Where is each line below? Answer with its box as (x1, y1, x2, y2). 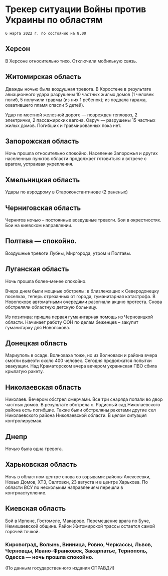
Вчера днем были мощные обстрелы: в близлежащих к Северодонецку (5, 288, 159, 294)
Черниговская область (5, 203, 81, 212)
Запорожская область (5, 137, 79, 146)
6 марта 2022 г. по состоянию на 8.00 (5, 31, 86, 36)
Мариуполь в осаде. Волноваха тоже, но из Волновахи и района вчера (5, 352, 157, 358)
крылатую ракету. (5, 369, 44, 375)
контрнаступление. (5, 489, 47, 495)
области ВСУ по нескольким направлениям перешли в (5, 484, 123, 490)
